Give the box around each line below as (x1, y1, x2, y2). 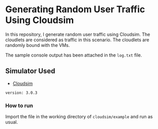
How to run (5, 102, 33, 109)
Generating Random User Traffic (5, 4, 145, 15)
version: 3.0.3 (5, 90, 38, 95)
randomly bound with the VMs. (5, 42, 70, 48)
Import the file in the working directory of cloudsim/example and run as (5, 114, 153, 120)
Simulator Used (5, 67, 56, 75)
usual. (5, 119, 18, 125)
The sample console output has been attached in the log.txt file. (5, 52, 142, 58)
